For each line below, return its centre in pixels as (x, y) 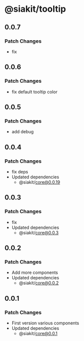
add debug (22, 132)
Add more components (35, 272)
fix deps (20, 171)
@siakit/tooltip (35, 9)
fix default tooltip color (34, 92)
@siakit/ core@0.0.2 (39, 283)
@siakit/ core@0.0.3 (39, 232)
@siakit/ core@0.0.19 (40, 182)
